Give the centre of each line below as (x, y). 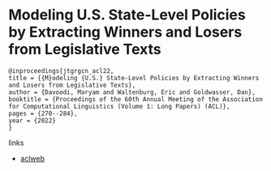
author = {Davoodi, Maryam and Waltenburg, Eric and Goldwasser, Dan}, (132, 92)
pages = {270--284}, (43, 113)
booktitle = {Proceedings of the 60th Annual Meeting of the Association (136, 99)
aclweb (32, 158)
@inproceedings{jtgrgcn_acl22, (61, 71)
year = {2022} (32, 120)
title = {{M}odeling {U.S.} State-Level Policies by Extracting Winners (134, 78)
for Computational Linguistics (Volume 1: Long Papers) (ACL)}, (119, 106)
